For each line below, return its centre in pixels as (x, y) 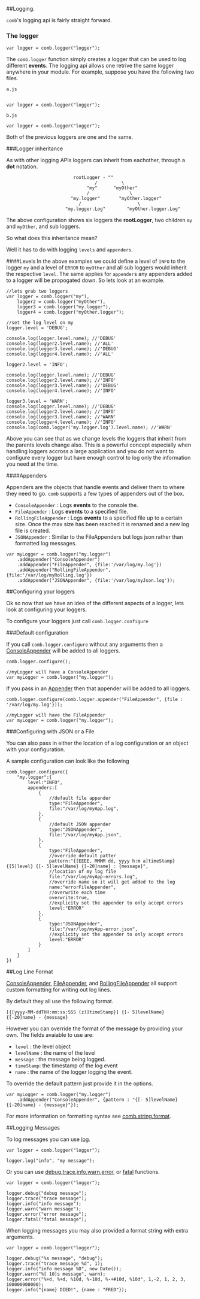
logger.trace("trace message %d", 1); (54, 1264)
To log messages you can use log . (49, 1139)
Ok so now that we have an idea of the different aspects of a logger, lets (95, 603)
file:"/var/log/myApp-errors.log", (93, 877)
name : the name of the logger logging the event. (74, 1072)
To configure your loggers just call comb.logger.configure (77, 621)
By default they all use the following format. (60, 1001)
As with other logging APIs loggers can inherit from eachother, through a (96, 160)
